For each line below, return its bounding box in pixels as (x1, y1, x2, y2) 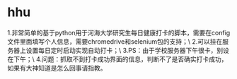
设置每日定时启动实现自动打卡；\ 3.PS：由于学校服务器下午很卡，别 (25, 46, 224, 54)
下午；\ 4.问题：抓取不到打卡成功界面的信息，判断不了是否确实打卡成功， (13, 54, 228, 63)
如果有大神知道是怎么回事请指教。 (7, 63, 107, 72)
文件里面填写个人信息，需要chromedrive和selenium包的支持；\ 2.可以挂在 (7, 37, 223, 46)
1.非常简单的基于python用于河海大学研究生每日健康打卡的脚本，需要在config (7, 28, 231, 37)
